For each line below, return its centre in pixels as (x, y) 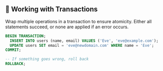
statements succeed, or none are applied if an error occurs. (67, 27)
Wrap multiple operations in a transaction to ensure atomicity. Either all (78, 21)
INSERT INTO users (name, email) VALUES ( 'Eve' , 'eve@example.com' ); (84, 41)
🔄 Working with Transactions (52, 9)
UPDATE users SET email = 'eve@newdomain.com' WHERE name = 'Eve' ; (82, 45)
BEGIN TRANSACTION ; (26, 36)
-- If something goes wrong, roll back (47, 59)
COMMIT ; (13, 50)
